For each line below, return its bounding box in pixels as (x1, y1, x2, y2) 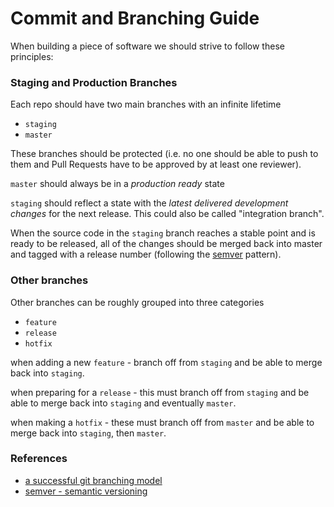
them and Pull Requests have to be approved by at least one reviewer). (10, 158, 302, 171)
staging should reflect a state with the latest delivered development (10, 197, 289, 209)
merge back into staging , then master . (10, 427, 167, 439)
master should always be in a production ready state (10, 178, 225, 190)
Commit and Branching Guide (10, 7, 260, 30)
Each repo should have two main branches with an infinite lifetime (10, 98, 282, 111)
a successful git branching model (24, 474, 163, 486)
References (10, 452, 68, 466)
